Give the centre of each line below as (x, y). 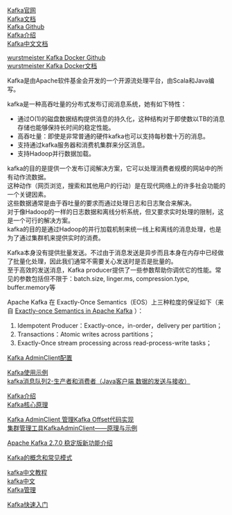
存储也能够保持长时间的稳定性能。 (66, 128)
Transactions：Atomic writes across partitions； (86, 334)
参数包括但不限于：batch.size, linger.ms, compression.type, (104, 279)
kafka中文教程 (27, 472)
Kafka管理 (21, 490)
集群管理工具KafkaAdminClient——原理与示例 (72, 428)
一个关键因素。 (28, 194)
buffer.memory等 (32, 287)
